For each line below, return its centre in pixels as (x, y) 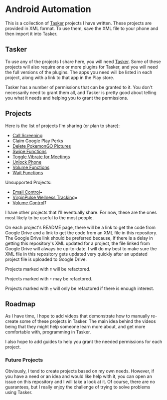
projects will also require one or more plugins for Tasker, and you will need (82, 67)
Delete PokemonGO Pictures (42, 146)
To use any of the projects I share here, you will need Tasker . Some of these (83, 62)
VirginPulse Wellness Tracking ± (45, 197)
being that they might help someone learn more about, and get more (75, 327)
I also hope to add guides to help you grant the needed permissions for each (84, 342)
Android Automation (48, 9)
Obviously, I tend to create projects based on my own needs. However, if (80, 371)
